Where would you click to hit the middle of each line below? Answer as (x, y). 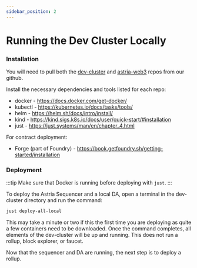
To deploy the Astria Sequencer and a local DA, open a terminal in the (90, 194)
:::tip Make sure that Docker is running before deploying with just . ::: (89, 183)
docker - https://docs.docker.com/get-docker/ (71, 101)
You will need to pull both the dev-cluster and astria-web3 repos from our (95, 72)
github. (15, 78)
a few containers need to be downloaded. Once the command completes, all (98, 229)
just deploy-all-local (34, 211)
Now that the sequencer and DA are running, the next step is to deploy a (94, 253)
